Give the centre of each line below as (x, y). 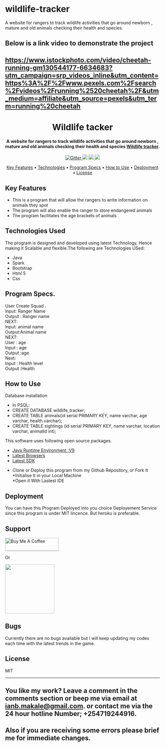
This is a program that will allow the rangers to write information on (80, 200)
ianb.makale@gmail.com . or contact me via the (79, 706)
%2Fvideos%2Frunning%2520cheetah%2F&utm (82, 91)
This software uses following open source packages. (58, 441)
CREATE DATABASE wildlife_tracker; (49, 410)
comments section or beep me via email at (71, 698)
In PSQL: (21, 405)
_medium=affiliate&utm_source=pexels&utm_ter (81, 99)
